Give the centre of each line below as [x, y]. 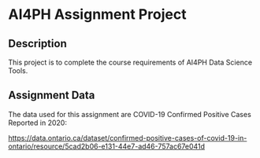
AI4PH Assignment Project [97, 15]
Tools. [18, 71]
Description [37, 44]
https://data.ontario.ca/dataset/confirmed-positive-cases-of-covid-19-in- [128, 138]
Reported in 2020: [37, 123]
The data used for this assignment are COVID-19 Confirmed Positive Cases [130, 114]
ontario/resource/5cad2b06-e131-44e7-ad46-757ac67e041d [107, 146]
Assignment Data [52, 96]
